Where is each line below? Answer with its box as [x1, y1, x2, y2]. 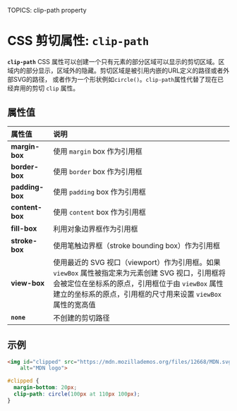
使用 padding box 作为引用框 [52, 187, 146, 197]
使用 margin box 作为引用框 [52, 146, 142, 156]
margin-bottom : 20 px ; [13, 384, 78, 391]
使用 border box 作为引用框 [52, 166, 142, 176]
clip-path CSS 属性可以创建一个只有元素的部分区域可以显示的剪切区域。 [7, 57, 219, 66]
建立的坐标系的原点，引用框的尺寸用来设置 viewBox [52, 289, 222, 299]
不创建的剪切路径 [52, 313, 110, 323]
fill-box [11, 223, 37, 233]
